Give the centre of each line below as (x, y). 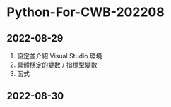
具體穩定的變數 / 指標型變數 (57, 65)
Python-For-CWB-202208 (85, 12)
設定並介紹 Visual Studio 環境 (59, 56)
